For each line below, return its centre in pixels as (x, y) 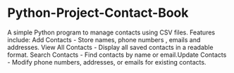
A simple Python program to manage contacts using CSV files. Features (111, 32)
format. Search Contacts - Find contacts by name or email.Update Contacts (117, 55)
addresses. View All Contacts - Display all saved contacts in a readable (110, 47)
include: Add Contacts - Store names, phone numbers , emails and (104, 39)
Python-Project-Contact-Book (98, 13)
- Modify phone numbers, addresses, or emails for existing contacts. (107, 62)
